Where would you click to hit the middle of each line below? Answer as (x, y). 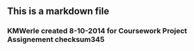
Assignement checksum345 (56, 39)
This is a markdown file (58, 11)
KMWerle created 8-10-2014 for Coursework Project (97, 31)
